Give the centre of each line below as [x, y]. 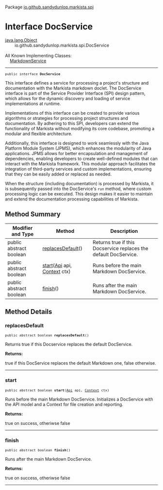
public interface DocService [33, 74]
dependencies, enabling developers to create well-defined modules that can [81, 158]
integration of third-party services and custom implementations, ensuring [78, 169]
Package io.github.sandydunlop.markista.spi [49, 7]
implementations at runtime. [33, 104]
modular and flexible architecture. [39, 134]
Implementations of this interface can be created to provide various [72, 113]
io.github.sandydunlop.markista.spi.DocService [62, 45]
